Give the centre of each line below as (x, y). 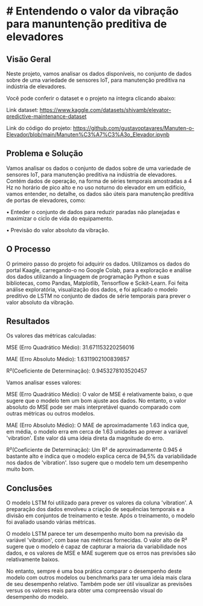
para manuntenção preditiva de (87, 24)
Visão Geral (29, 59)
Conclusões (29, 488)
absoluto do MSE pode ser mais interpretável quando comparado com (94, 407)
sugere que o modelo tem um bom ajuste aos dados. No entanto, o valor (96, 401)
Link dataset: (22, 110)
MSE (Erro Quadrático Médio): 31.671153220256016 (70, 347)
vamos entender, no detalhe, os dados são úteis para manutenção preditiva (100, 194)
